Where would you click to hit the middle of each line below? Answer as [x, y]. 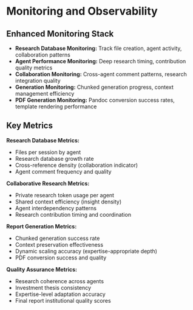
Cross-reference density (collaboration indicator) [76, 165]
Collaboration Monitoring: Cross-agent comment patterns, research [101, 74]
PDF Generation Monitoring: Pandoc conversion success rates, [95, 100]
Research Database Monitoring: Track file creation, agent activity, [98, 48]
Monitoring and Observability [82, 11]
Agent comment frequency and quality [63, 171]
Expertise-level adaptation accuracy [60, 294]
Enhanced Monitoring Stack [60, 34]
